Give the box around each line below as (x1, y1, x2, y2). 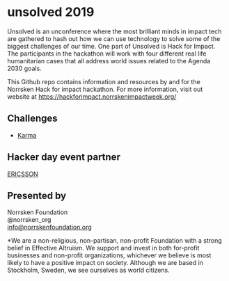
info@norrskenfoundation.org (7, 223, 92, 232)
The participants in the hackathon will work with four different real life (7, 49, 207, 58)
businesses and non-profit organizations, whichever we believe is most (7, 251, 212, 259)
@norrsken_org (7, 216, 52, 224)
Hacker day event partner (7, 151, 120, 163)
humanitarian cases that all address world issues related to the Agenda (7, 56, 211, 65)
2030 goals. (7, 64, 42, 72)
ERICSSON (7, 170, 38, 178)
